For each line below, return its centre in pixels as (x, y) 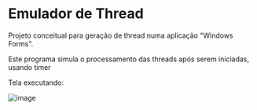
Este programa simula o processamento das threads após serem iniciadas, (129, 59)
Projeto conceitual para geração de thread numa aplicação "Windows (121, 35)
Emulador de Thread (76, 14)
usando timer (29, 67)
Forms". (21, 43)
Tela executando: (36, 82)
